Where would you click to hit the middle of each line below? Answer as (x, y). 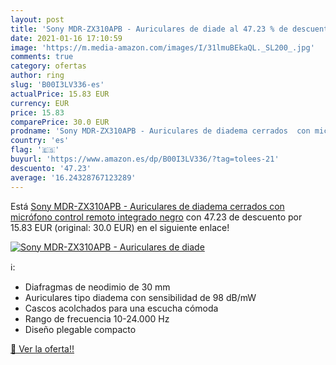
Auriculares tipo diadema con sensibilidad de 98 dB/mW (140, 297)
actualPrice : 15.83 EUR (60, 94)
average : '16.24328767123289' (73, 177)
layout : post (37, 19)
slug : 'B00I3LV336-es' (57, 85)
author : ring (37, 76)
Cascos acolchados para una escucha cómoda (121, 308)
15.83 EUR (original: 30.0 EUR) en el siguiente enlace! (120, 227)
